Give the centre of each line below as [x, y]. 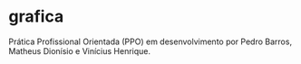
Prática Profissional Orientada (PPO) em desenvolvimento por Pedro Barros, [150, 41]
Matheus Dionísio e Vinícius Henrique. [80, 50]
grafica [36, 17]
